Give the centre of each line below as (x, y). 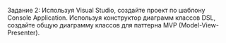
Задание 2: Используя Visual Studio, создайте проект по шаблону (106, 10)
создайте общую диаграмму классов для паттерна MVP (93, 25)
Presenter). (24, 32)
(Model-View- (199, 25)
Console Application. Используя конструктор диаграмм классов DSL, (112, 18)
